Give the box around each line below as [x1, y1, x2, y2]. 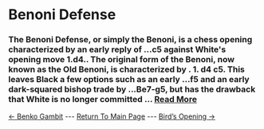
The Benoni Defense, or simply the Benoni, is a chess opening [8, 34, 253, 45]
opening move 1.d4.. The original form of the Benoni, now [8, 54, 235, 65]
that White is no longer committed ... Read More [8, 94, 198, 105]
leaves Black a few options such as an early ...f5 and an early [8, 74, 250, 85]
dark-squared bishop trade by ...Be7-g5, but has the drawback [8, 84, 256, 95]
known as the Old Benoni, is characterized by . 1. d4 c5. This [8, 64, 246, 75]
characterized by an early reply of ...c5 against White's [8, 44, 227, 55]
